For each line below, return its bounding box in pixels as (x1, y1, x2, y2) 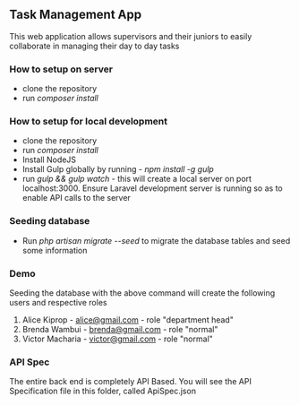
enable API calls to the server (21, 193, 132, 203)
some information (21, 245, 88, 255)
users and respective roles (9, 297, 107, 307)
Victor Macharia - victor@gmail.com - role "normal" (21, 333, 213, 344)
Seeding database (9, 215, 90, 228)
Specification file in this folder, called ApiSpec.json (9, 385, 197, 397)
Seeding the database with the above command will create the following (9, 288, 276, 298)
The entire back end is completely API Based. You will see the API (9, 376, 252, 387)
